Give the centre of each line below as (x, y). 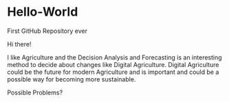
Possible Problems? (35, 92)
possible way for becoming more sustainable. (72, 79)
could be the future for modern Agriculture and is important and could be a (113, 72)
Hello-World (43, 12)
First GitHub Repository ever (47, 31)
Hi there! (19, 44)
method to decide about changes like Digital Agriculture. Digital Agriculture (113, 64)
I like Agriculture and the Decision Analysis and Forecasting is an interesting (115, 57)
